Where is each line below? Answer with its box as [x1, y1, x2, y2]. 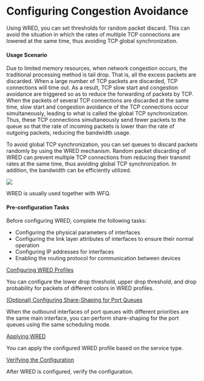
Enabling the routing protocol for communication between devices [15, 255, 181, 262]
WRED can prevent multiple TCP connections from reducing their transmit [6, 153, 191, 161]
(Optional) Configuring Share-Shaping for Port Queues [6, 296, 143, 304]
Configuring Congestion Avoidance [6, 4, 189, 18]
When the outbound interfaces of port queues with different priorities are [6, 308, 189, 315]
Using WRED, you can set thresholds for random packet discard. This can [6, 24, 190, 32]
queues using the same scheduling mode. [6, 321, 111, 328]
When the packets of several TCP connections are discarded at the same [6, 97, 189, 104]
